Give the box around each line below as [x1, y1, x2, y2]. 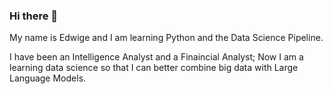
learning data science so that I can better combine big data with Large [9, 62, 299, 74]
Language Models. [9, 72, 87, 84]
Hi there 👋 [9, 9, 59, 23]
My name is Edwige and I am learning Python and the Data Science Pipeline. [9, 32, 324, 44]
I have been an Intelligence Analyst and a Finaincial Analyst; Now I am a [9, 51, 304, 63]
